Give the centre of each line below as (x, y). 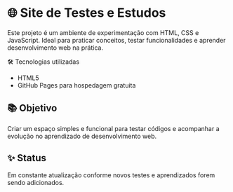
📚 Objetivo (32, 108)
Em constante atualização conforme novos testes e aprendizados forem (111, 175)
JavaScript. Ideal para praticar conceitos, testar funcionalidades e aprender (116, 40)
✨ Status (27, 158)
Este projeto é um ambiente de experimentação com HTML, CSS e (103, 32)
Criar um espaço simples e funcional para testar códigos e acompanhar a (113, 128)
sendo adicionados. (36, 182)
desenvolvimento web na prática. (55, 48)
